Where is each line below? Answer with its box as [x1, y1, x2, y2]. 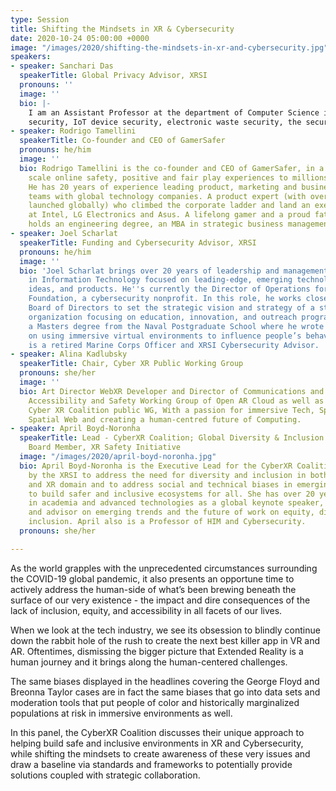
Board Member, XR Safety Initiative [28, 442, 182, 453]
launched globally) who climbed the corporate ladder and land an [28, 201, 311, 211]
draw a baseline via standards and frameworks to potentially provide [10, 758, 293, 770]
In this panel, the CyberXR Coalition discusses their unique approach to [10, 726, 305, 738]
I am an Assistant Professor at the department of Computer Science [28, 107, 320, 118]
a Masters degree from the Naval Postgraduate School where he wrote [28, 321, 325, 331]
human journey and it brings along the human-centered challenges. [10, 656, 288, 668]
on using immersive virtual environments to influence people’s [28, 331, 302, 341]
